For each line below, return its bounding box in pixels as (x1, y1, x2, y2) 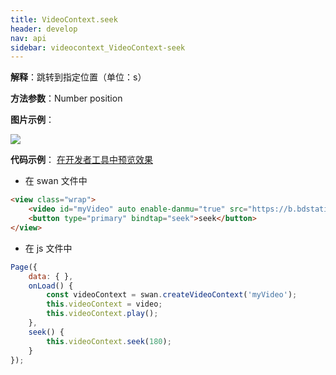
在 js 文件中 (24, 242, 73, 254)
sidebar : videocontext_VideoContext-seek (10, 42, 186, 53)
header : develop (10, 24, 78, 34)
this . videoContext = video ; (46, 299, 163, 310)
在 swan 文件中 (24, 175, 88, 187)
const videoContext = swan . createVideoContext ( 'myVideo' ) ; (46, 290, 298, 300)
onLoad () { (28, 281, 74, 291)
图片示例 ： (10, 114, 55, 126)
